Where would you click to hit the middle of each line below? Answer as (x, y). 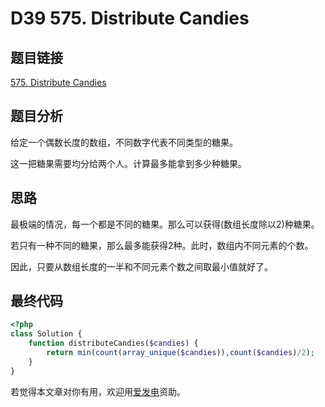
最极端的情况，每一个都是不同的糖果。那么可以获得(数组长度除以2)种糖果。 (165, 224)
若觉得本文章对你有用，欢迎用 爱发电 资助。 (98, 391)
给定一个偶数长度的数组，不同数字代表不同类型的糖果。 (124, 142)
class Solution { (46, 334)
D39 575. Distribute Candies (130, 18)
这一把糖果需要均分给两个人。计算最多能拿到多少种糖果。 (128, 163)
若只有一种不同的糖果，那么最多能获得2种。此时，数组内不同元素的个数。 (162, 245)
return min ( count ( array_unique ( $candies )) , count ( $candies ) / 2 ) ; (180, 353)
